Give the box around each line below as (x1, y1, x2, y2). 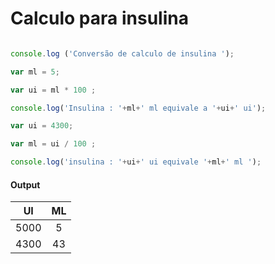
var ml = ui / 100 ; (10, 139, 97, 149)
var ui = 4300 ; (10, 121, 74, 131)
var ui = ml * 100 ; (10, 85, 97, 95)
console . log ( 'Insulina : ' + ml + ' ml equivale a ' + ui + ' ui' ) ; (10, 103, 267, 113)
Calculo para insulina (10, 7, 189, 30)
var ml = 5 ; (10, 67, 60, 77)
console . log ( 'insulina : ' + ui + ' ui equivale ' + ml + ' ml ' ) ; (10, 157, 262, 167)
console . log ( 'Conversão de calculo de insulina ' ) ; (10, 48, 235, 59)
